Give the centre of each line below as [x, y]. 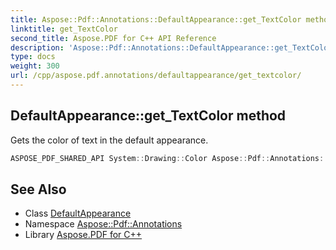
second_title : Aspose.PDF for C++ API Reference [113, 38]
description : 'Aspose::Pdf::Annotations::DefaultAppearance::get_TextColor [171, 47]
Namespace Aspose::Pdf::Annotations [103, 224]
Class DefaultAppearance [78, 213]
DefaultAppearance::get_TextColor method [148, 116]
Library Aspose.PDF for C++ [83, 235]
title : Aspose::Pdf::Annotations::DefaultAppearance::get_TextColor [156, 19]
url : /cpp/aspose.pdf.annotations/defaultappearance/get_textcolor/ [156, 76]
